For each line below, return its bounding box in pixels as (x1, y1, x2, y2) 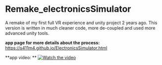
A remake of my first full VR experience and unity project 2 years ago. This (5, 20, 158, 26)
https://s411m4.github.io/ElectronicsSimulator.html (5, 45, 108, 51)
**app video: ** (5, 54, 37, 60)
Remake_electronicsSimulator (5, 3, 131, 15)
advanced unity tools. (5, 30, 50, 36)
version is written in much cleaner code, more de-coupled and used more (5, 25, 156, 31)
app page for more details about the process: (5, 39, 100, 45)
